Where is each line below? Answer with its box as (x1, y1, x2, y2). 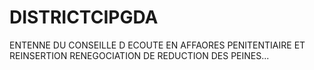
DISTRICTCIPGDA (9, 6, 159, 29)
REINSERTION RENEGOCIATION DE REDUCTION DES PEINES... (9, 49, 270, 61)
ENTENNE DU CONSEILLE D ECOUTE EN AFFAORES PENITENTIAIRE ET (9, 39, 306, 51)
